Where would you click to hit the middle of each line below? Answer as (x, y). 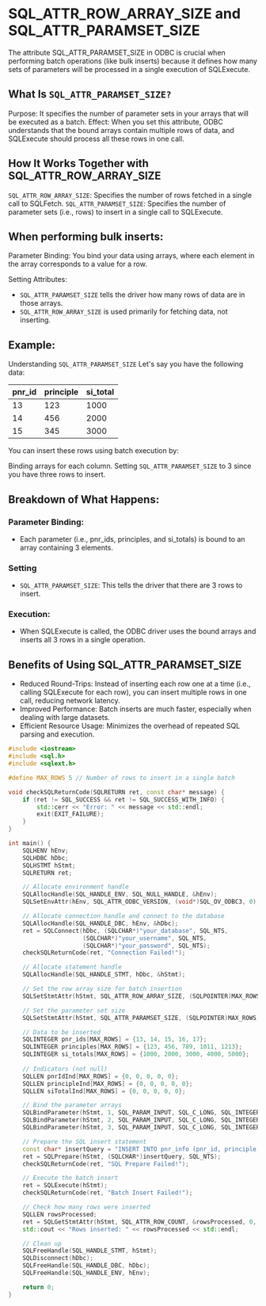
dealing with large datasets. (65, 718)
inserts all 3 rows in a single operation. (82, 640)
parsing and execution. (57, 734)
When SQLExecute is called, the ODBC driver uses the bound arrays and (138, 631)
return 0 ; (39, 1287)
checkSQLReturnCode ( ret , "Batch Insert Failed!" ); (108, 1193)
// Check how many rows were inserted (86, 1207)
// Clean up (42, 1243)
